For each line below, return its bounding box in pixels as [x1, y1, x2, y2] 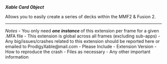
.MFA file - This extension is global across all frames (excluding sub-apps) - [5, 33, 161, 39]
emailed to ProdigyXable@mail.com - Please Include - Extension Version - [5, 44, 157, 49]
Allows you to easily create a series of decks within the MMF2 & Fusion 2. [5, 14, 156, 19]
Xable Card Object [5, 4, 44, 10]
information [5, 54, 29, 60]
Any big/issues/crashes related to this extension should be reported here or [5, 38, 160, 44]
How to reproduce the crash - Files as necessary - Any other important [5, 49, 151, 55]
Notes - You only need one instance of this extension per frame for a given [5, 28, 159, 33]
